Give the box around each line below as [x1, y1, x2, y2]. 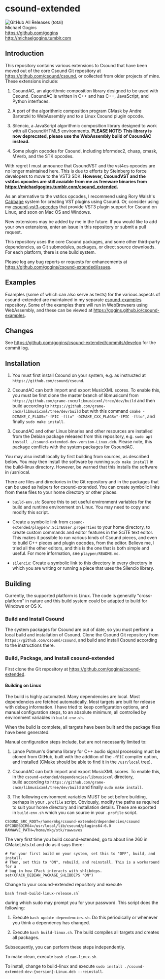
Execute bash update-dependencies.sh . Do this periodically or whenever [12, 914, 158, 920]
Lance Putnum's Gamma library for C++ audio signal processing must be [12, 748, 161, 754]
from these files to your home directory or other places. [5, 489, 118, 495]
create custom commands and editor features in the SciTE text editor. [12, 529, 154, 536]
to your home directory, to [97, 524, 150, 530]
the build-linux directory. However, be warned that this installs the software [5, 464, 158, 470]
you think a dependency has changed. [12, 919, 90, 926]
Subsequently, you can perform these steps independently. [5, 944, 126, 950]
